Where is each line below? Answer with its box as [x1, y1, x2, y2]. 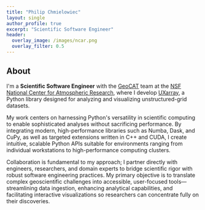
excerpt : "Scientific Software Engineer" [6, 26, 114, 33]
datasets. [6, 102, 30, 109]
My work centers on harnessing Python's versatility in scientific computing [6, 114, 195, 121]
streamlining [6, 184, 38, 192]
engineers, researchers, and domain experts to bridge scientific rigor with [6, 165, 193, 172]
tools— [168, 177, 187, 185]
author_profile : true [6, 20, 62, 26]
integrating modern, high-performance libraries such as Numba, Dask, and [6, 126, 195, 134]
